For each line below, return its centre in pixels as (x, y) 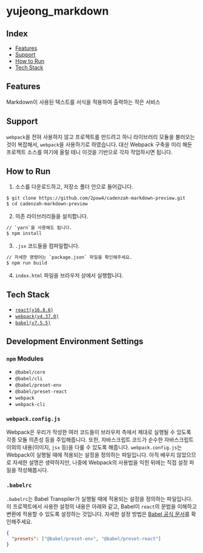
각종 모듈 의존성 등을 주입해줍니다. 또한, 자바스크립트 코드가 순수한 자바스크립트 (100, 440)
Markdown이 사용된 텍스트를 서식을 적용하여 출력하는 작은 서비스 (83, 102)
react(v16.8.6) (34, 310)
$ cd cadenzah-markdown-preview (47, 204)
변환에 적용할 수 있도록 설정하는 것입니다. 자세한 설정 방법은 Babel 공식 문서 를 (98, 514)
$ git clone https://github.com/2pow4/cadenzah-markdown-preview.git (96, 198)
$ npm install (24, 234)
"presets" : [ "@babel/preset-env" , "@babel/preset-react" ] (87, 538)
